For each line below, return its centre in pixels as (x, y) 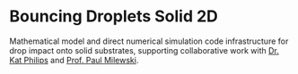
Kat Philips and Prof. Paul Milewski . (74, 60)
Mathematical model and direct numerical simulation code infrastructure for (149, 41)
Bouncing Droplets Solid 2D (114, 16)
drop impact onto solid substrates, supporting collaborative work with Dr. (145, 50)
